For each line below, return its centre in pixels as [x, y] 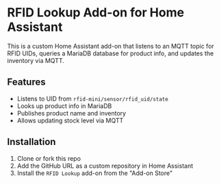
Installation [31, 142]
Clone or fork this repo [49, 158]
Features [26, 82]
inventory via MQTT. [36, 60]
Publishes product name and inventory [71, 113]
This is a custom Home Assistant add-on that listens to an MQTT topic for [110, 46]
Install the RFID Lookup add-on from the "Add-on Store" [95, 173]
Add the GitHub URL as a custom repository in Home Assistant [105, 166]
